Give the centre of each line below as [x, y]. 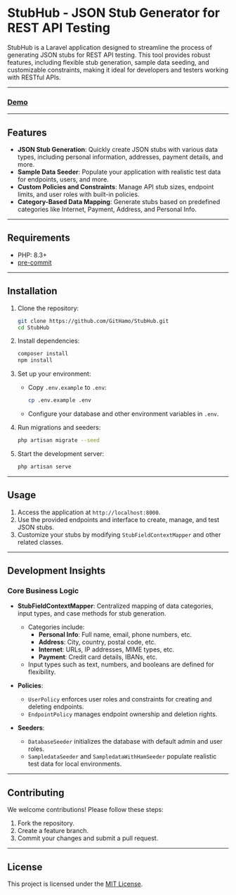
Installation [32, 291]
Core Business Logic [43, 590]
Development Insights [57, 571]
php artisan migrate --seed [58, 440]
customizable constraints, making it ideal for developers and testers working [118, 70]
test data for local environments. [75, 764]
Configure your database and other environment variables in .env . [123, 414]
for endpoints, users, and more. [63, 179]
